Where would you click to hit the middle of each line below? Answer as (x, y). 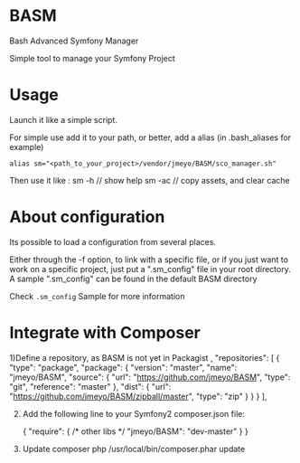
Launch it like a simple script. (63, 119)
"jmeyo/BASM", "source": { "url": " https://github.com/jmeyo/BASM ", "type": (150, 377)
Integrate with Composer (105, 333)
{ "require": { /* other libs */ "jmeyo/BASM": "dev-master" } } (135, 431)
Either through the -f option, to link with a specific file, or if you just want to (149, 260)
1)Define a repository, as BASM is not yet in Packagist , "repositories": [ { (145, 357)
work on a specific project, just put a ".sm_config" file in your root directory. (150, 269)
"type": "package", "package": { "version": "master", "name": (123, 367)
